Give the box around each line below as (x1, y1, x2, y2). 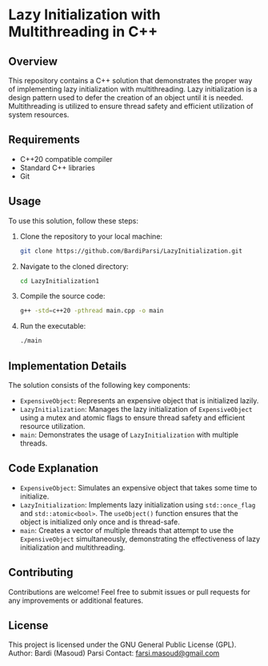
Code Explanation (8, 462, 98, 475)
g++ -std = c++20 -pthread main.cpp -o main (19, 307, 164, 315)
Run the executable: (19, 321, 86, 331)
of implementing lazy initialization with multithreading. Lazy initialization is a (8, 84, 258, 94)
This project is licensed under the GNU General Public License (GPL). (8, 640, 237, 650)
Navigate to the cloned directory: (19, 261, 130, 271)
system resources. (8, 110, 70, 119)
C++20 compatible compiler (19, 154, 114, 163)
